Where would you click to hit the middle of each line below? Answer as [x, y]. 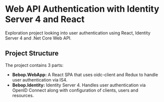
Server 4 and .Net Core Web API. [38, 38]
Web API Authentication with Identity [82, 9]
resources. [23, 95]
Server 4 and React [45, 19]
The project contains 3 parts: [34, 65]
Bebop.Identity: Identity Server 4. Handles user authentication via [79, 85]
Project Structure [32, 53]
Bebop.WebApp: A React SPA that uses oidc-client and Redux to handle [85, 75]
